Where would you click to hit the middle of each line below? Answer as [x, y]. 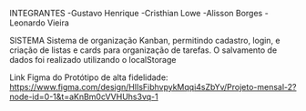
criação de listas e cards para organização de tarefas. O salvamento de [143, 50]
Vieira [58, 23]
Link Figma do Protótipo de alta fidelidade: [89, 77]
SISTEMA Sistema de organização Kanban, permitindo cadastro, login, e [145, 40]
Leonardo [27, 23]
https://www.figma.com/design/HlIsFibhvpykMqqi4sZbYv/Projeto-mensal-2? [153, 87]
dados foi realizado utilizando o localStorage [93, 60]
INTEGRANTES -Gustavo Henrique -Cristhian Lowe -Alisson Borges [136, 13]
